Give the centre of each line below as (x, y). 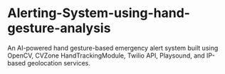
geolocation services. (59, 63)
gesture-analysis (59, 28)
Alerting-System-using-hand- (99, 13)
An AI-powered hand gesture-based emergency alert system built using (113, 48)
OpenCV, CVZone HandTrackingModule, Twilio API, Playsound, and (106, 55)
